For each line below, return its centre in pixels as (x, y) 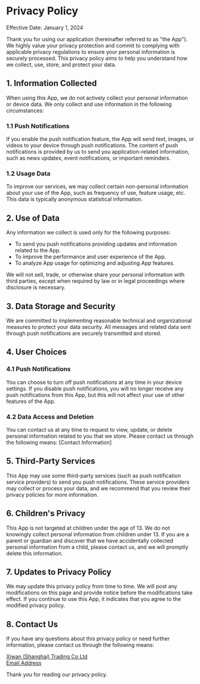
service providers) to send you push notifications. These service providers (98, 482)
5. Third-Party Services (51, 461)
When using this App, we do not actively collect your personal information (97, 97)
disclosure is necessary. (36, 288)
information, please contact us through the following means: (80, 645)
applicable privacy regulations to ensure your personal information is (91, 51)
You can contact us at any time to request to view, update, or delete (89, 429)
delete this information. (35, 553)
